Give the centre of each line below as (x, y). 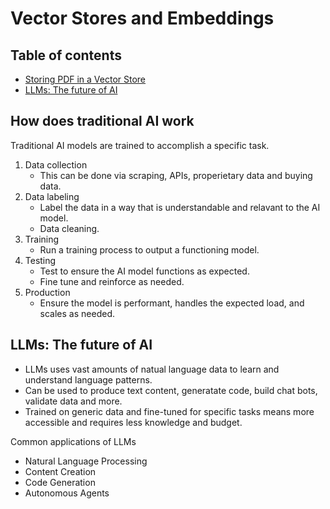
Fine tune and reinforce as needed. (112, 281)
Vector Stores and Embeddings (142, 18)
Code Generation (60, 482)
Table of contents (66, 55)
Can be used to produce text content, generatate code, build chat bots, (171, 390)
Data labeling (52, 196)
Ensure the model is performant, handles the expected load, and (172, 303)
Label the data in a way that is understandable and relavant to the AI (180, 207)
